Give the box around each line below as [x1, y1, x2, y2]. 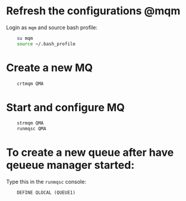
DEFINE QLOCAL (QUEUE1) [17, 190, 76, 196]
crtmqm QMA [17, 80, 44, 87]
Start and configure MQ [6, 100, 125, 114]
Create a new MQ [6, 61, 93, 74]
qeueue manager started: [6, 159, 135, 172]
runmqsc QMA [17, 126, 46, 132]
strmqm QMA [17, 120, 44, 126]
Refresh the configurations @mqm [6, 4, 181, 18]
